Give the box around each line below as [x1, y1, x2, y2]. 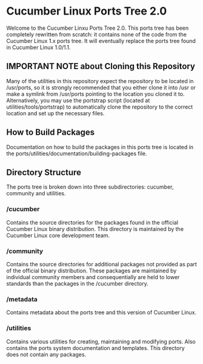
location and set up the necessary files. [6, 109, 105, 116]
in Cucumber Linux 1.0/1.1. [6, 44, 71, 51]
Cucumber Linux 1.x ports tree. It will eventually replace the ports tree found [6, 37, 196, 44]
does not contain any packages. [6, 351, 87, 358]
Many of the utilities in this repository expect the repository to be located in [6, 77, 194, 84]
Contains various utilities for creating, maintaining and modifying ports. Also [6, 338, 196, 345]
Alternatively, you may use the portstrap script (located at [6, 96, 150, 104]
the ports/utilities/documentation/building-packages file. [6, 150, 147, 157]
